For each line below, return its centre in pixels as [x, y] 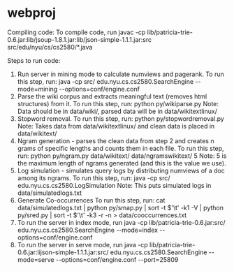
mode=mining [37, 89]
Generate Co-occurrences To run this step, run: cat [91, 200]
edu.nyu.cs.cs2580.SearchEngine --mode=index [88, 230]
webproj [31, 13]
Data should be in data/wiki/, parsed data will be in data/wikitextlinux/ [117, 111]
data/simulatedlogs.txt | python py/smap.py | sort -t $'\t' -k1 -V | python [120, 207]
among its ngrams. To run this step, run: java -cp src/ [94, 178]
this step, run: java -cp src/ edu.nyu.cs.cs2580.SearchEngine [105, 81]
